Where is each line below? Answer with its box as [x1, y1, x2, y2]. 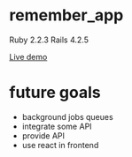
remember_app [9, 5, 124, 26]
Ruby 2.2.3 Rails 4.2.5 [9, 34, 89, 45]
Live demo [9, 51, 48, 62]
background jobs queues [21, 111, 113, 122]
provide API [21, 130, 65, 141]
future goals [9, 83, 101, 102]
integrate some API [21, 121, 92, 131]
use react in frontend [21, 139, 99, 150]
